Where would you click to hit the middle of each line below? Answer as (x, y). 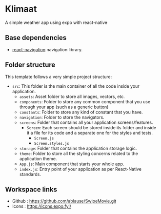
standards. (30, 174)
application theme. (38, 158)
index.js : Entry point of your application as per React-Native (80, 169)
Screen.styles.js (51, 143)
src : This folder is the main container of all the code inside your (76, 86)
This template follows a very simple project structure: (59, 77)
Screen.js (44, 138)
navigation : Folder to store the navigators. (62, 117)
